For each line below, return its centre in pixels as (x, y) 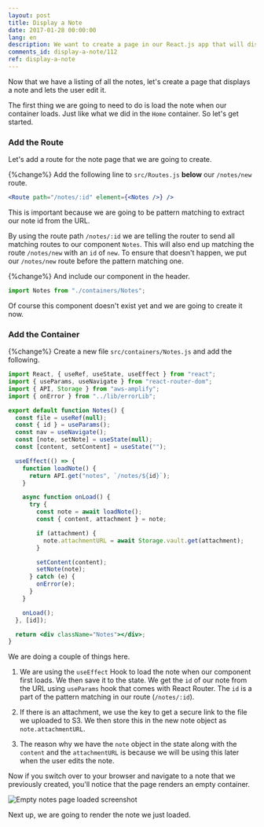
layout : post (29, 15)
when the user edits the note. (67, 761)
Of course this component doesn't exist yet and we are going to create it (125, 305)
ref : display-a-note (42, 60)
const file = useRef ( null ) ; (61, 417)
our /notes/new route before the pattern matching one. (96, 261)
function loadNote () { (59, 469)
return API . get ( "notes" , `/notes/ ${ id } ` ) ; (99, 476)
